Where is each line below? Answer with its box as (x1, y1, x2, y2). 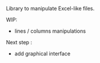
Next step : (6, 39, 33, 45)
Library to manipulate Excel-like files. (6, 5, 95, 12)
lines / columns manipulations (14, 27, 86, 34)
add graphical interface (14, 50, 71, 57)
